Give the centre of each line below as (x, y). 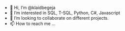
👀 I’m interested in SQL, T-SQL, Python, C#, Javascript (65, 13)
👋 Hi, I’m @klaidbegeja (32, 8)
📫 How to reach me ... (32, 24)
